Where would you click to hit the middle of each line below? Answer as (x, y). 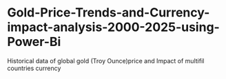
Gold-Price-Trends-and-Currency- (109, 13)
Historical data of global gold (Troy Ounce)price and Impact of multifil (106, 60)
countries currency (34, 68)
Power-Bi (34, 42)
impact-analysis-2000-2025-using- (114, 27)
